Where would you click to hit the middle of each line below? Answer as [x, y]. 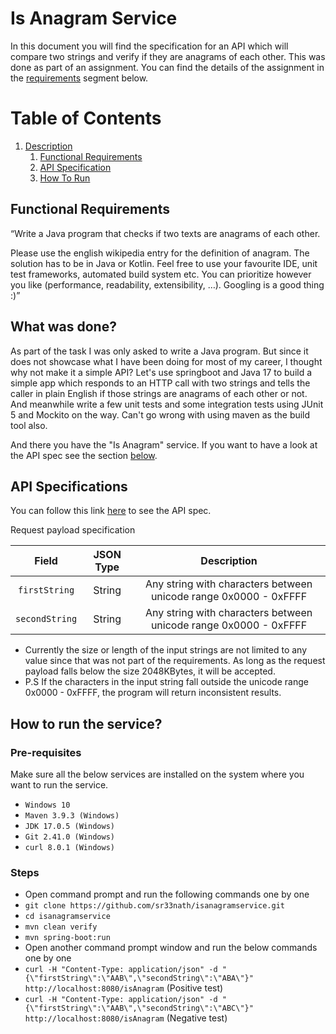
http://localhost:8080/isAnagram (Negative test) [126, 1018]
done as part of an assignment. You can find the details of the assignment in [167, 67]
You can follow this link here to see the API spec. [111, 511]
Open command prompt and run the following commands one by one [167, 894]
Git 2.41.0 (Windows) [69, 837]
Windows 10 [47, 805]
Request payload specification [73, 530]
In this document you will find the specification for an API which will [149, 46]
